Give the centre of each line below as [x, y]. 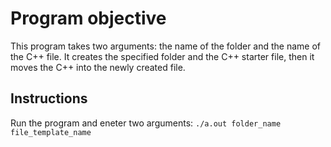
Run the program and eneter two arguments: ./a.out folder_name [146, 123]
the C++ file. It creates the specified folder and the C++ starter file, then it [162, 56]
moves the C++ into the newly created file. [98, 67]
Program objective [88, 18]
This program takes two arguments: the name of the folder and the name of [166, 46]
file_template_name [51, 132]
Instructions [49, 98]
